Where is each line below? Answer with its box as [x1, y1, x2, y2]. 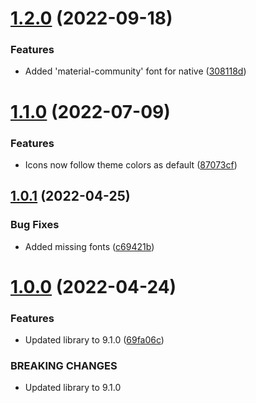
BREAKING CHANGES [10, 359, 118, 373]
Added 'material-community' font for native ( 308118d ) [24, 65, 247, 77]
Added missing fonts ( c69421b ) [24, 240, 155, 252]
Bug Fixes [10, 218, 60, 232]
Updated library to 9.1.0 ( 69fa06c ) [24, 334, 165, 346]
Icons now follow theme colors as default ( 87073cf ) [24, 158, 238, 171]
